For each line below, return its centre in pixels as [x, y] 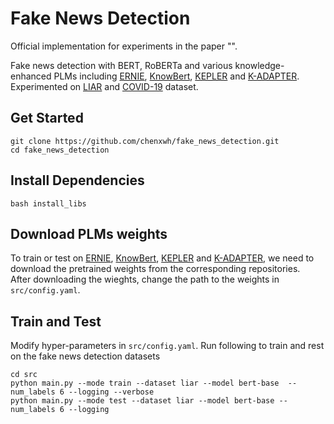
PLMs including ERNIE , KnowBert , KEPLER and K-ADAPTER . [176, 76]
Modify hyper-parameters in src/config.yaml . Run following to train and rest [167, 346]
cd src [24, 375]
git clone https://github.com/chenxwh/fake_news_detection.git [145, 141]
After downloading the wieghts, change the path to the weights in [145, 279]
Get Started [47, 118]
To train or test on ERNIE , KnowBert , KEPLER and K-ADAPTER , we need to [162, 258]
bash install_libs [48, 203]
